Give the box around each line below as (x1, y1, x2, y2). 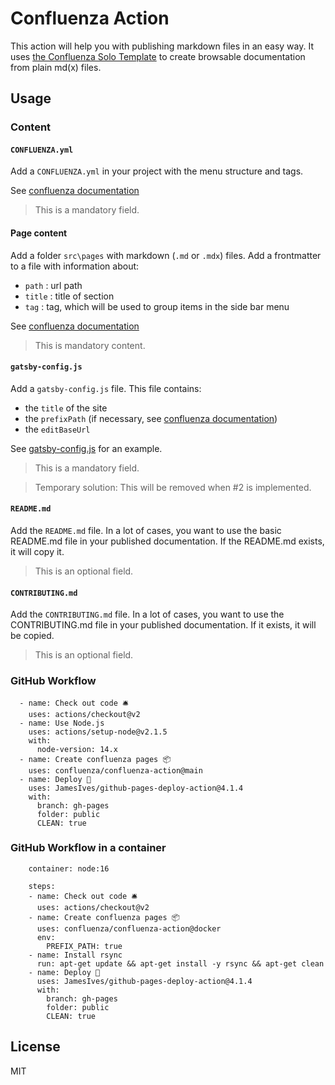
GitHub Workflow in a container (10, 841, 167, 855)
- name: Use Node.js (19, 718, 105, 728)
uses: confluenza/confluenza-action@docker (36, 923, 222, 934)
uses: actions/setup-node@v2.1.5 (28, 727, 168, 737)
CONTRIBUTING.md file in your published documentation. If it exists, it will (10, 619, 317, 631)
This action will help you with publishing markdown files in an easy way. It (10, 40, 315, 52)
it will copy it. (10, 546, 65, 558)
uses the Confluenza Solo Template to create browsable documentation (10, 50, 306, 62)
